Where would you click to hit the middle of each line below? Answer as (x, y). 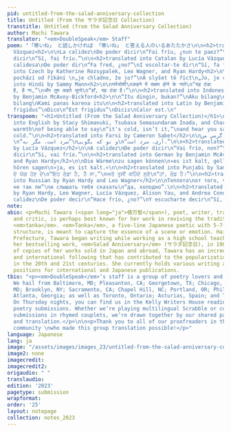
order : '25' (24, 405)
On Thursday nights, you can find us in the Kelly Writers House (109, 302)
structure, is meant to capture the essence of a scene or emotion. (113, 232)
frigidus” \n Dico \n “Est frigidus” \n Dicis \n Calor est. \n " (95, 110)
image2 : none (26, 354)
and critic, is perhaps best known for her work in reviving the (109, 219)
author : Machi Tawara (38, 33)
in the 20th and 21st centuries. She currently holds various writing (117, 264)
